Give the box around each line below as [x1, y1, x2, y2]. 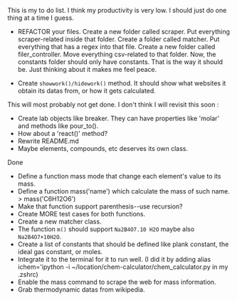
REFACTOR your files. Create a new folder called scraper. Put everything [17, 28, 230, 36]
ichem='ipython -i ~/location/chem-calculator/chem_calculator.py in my [17, 263, 228, 271]
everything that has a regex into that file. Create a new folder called [17, 43, 216, 51]
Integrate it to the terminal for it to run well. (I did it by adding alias [17, 255, 211, 263]
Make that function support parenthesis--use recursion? [17, 202, 183, 211]
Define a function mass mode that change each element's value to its [17, 172, 221, 180]
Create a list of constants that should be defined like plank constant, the [17, 240, 229, 248]
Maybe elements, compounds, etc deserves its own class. [17, 144, 189, 152]
